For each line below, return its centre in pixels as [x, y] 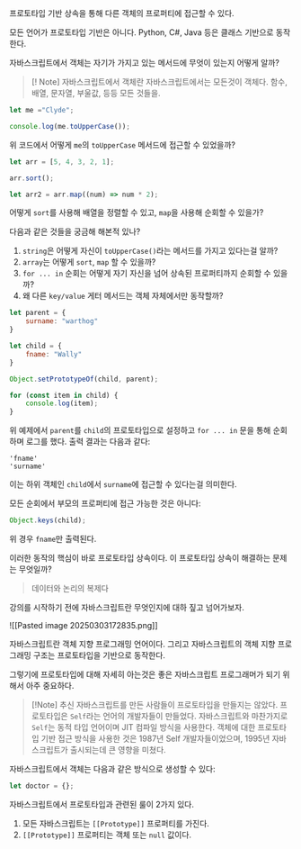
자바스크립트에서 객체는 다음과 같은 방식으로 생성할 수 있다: [112, 769]
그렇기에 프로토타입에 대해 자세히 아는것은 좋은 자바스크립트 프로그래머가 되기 [145, 674]
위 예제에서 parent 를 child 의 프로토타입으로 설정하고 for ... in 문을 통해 [140, 430]
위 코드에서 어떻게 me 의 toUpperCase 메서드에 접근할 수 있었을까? [123, 145]
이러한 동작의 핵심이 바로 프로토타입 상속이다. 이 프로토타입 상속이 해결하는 [140, 558]
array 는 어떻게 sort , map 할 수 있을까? [89, 262]
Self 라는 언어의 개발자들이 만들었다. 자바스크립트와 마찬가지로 [179, 716]
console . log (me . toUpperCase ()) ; [70, 126]
